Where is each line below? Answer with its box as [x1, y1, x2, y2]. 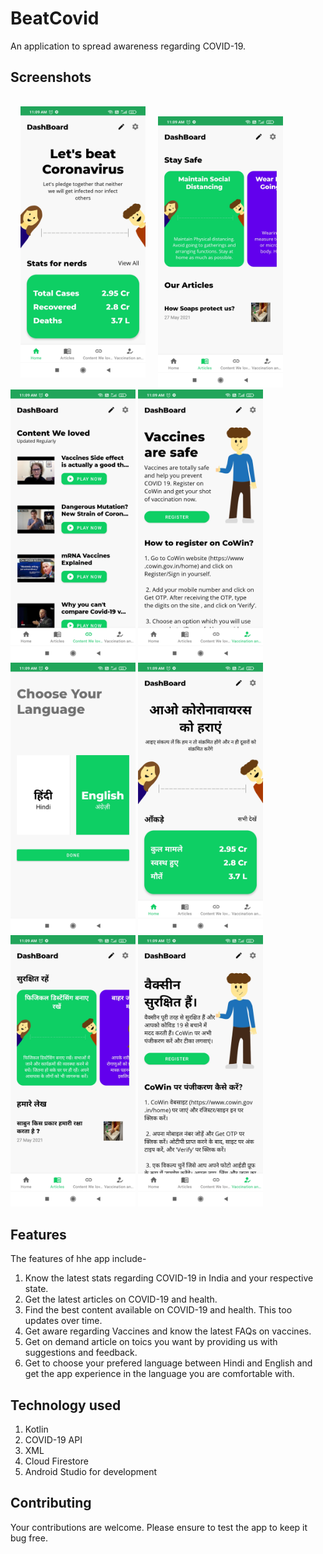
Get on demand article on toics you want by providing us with [24, 1336, 278, 1348]
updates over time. [24, 1315, 103, 1327]
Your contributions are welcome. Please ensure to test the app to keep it [10, 1521, 308, 1533]
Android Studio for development [24, 1465, 157, 1477]
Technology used [10, 1397, 122, 1414]
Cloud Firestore [24, 1455, 89, 1467]
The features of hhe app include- [10, 1253, 147, 1265]
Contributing [10, 1495, 92, 1512]
